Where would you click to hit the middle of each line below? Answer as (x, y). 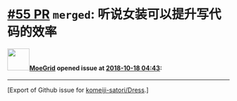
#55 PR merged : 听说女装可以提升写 (108, 14)
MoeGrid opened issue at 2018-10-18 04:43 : (96, 68)
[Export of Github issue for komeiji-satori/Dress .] (78, 90)
